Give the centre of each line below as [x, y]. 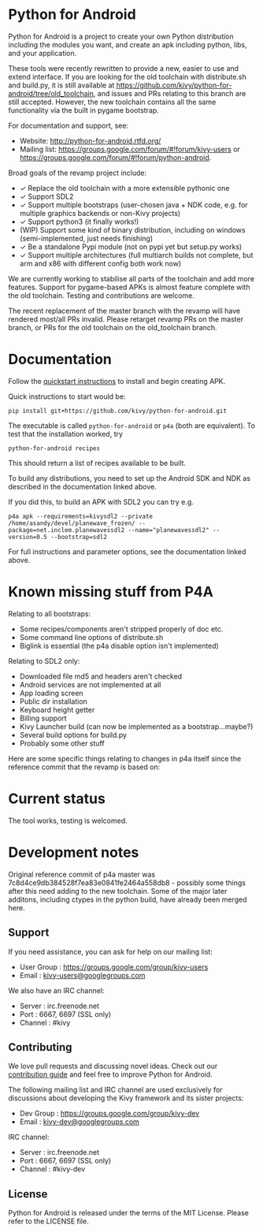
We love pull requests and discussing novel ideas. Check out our [113, 1066]
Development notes [74, 852]
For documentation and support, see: [68, 125]
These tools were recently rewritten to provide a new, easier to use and [123, 68]
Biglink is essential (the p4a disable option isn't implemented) [119, 646]
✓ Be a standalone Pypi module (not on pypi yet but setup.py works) [131, 247]
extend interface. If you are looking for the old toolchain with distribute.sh [127, 76]
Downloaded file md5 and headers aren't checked [101, 676]
